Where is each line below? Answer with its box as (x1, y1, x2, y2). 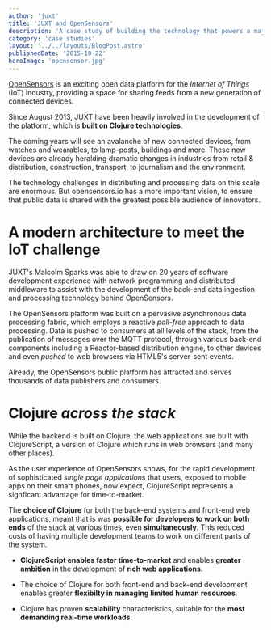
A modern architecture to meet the (8, 223, 244, 242)
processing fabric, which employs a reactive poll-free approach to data (8, 317, 244, 327)
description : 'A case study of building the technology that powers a (8, 27, 251, 35)
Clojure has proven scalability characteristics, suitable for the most (19, 603, 245, 613)
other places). (8, 448, 55, 458)
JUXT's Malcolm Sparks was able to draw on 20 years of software (8, 267, 228, 277)
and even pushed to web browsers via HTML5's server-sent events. (8, 351, 234, 361)
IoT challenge (8, 240, 101, 259)
